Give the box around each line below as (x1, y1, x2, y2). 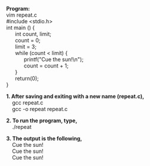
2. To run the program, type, (6, 117, 78, 124)
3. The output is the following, (6, 135, 82, 142)
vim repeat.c (6, 11, 38, 19)
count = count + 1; (23, 62, 69, 69)
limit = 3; (14, 43, 37, 50)
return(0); (14, 75, 39, 82)
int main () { (6, 24, 35, 31)
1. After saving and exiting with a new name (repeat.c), (6, 93, 145, 100)
